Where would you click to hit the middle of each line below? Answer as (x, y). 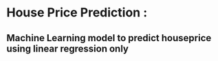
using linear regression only (67, 48)
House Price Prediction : (77, 13)
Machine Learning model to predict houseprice (109, 38)
